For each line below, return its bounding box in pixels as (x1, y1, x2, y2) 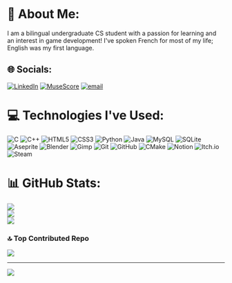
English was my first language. (7, 43, 95, 52)
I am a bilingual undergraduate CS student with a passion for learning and (7, 29, 217, 37)
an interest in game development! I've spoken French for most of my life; (7, 36, 214, 44)
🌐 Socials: (7, 64, 52, 75)
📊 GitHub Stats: (7, 175, 101, 191)
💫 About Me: (7, 6, 80, 22)
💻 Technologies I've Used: (7, 107, 164, 123)
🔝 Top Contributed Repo (7, 233, 90, 243)
